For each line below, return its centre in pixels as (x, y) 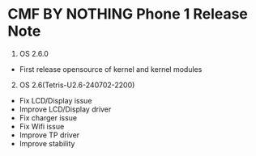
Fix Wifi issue (42, 126)
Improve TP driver (49, 135)
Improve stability (47, 143)
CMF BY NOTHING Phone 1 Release (128, 14)
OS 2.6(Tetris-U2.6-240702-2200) (77, 85)
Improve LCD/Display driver (65, 109)
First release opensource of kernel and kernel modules (111, 69)
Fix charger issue (48, 117)
